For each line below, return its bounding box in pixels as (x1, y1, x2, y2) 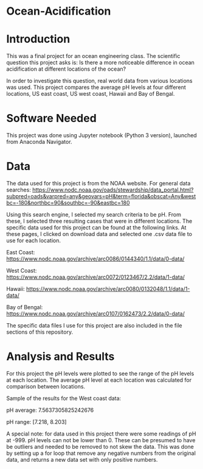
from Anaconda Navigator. (6, 138, 72, 146)
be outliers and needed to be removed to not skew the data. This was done (6, 443, 194, 450)
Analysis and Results (6, 349, 115, 363)
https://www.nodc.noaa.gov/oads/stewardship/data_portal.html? (32, 186, 194, 193)
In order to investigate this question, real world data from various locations (6, 77, 193, 85)
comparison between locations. (6, 382, 86, 390)
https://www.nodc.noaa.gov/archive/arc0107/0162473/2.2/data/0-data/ (6, 310, 185, 317)
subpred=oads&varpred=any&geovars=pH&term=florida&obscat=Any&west (6, 193, 196, 199)
